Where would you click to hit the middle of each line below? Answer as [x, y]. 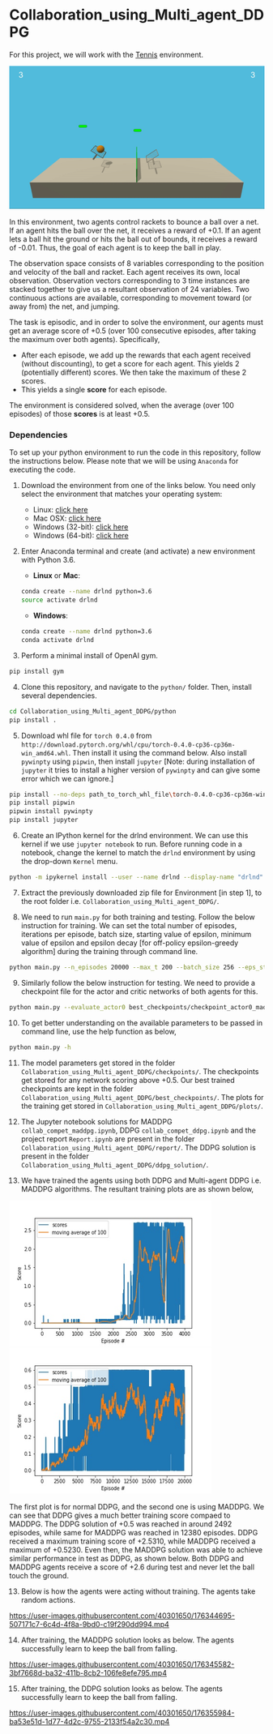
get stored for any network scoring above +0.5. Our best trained [128, 1080]
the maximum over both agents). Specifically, [85, 340]
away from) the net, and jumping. [65, 306]
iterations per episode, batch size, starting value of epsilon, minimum [136, 934]
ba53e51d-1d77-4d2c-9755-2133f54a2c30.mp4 [90, 1721]
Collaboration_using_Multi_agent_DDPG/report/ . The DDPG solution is [138, 1147]
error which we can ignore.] [67, 778]
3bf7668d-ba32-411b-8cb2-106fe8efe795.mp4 [88, 1672]
